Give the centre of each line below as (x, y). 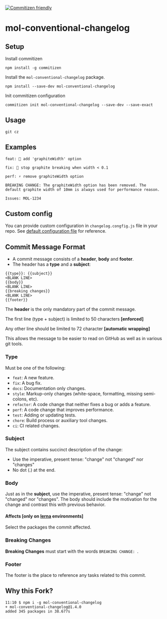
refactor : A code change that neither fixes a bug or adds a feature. (81, 404)
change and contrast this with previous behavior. (55, 504)
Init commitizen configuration (35, 96)
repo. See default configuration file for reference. (56, 231)
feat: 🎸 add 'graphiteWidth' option (43, 159)
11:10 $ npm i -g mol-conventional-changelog (53, 602)
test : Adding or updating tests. (44, 415)
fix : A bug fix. (27, 383)
